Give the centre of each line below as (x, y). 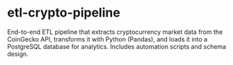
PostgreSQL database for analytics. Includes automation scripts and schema (117, 46)
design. (18, 54)
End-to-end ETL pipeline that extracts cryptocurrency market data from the (115, 32)
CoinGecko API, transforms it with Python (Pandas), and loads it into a (107, 39)
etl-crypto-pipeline (64, 13)
